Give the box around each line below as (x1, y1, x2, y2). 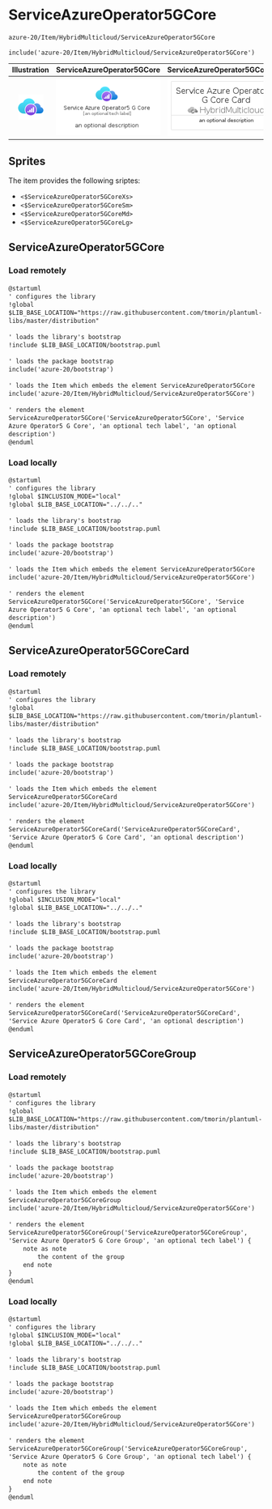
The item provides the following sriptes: (8, 176, 141, 185)
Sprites (8, 154, 46, 168)
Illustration (11, 65, 50, 74)
